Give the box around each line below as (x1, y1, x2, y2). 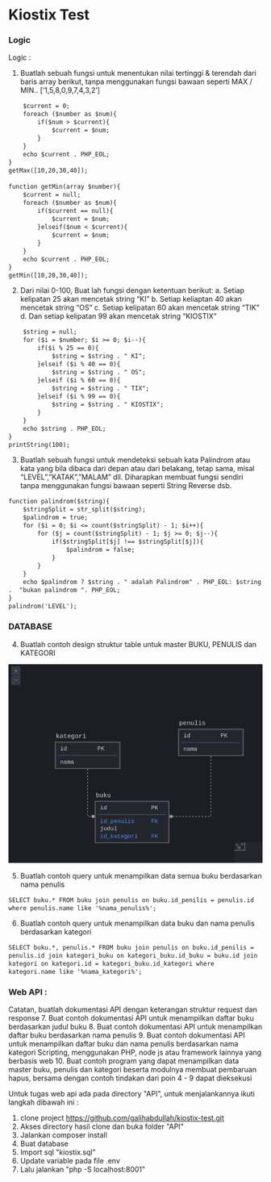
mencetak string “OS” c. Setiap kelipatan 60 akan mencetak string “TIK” (19, 303, 260, 312)
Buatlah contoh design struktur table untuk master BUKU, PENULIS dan (19, 639, 256, 649)
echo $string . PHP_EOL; (23, 425, 106, 433)
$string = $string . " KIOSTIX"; (51, 401, 164, 409)
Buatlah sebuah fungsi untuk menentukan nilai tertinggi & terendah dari (19, 69, 256, 78)
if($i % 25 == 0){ (37, 345, 99, 353)
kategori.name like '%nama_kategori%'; (8, 967, 143, 975)
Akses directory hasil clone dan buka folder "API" (19, 1121, 184, 1131)
